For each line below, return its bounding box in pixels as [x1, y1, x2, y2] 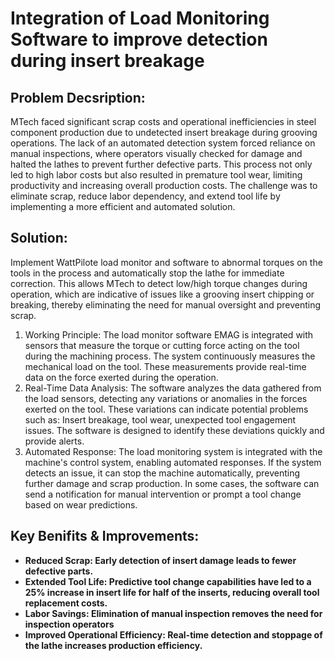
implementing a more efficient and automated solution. [10, 201, 236, 212]
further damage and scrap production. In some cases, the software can [24, 477, 320, 489]
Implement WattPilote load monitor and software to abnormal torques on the [10, 256, 323, 268]
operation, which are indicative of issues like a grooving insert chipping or [10, 288, 315, 300]
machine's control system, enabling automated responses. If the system [24, 456, 322, 468]
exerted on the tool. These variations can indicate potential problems [24, 403, 309, 415]
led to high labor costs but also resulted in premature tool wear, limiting [10, 169, 303, 181]
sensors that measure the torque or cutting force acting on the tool [24, 339, 300, 351]
